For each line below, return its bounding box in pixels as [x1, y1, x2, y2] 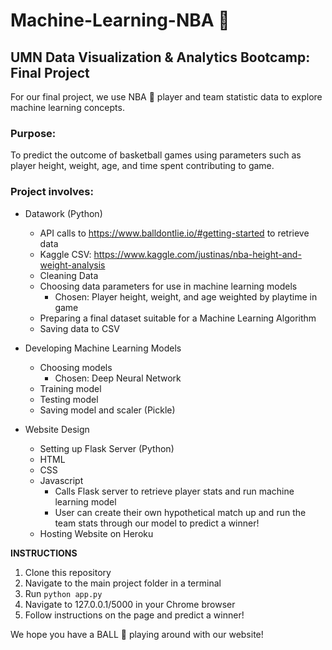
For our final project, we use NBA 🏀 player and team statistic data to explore [10, 91, 323, 103]
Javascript [39, 474, 84, 486]
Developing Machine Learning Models [24, 342, 182, 354]
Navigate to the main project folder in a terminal [24, 577, 222, 589]
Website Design [24, 423, 90, 435]
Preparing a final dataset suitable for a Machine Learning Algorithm [39, 312, 317, 324]
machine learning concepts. [10, 102, 125, 113]
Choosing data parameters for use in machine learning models [39, 280, 298, 292]
